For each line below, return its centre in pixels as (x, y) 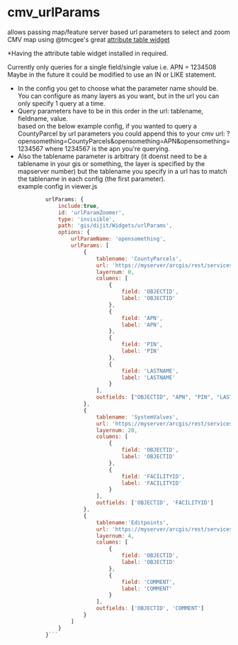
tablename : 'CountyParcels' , (139, 259)
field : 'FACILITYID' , (153, 476)
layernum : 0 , (115, 272)
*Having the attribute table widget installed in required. (88, 53)
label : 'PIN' (141, 351)
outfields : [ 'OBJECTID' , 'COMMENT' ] (150, 608)
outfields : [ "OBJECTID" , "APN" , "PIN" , (155, 397)
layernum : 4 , (115, 536)
